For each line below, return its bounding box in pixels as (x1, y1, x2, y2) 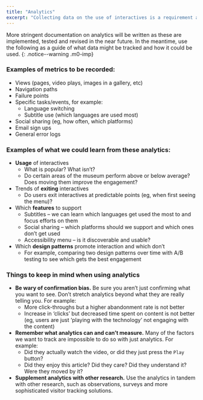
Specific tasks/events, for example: (14, 98, 103, 106)
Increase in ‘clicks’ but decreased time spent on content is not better (24, 310, 195, 317)
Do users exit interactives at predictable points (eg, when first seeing (24, 192, 196, 199)
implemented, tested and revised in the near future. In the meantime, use (6, 37, 188, 45)
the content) (24, 323, 55, 330)
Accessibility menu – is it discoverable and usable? (24, 236, 151, 244)
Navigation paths (14, 85, 58, 92)
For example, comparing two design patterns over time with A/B (24, 249, 184, 257)
